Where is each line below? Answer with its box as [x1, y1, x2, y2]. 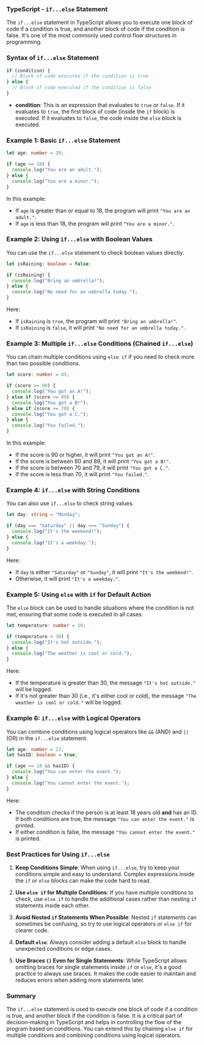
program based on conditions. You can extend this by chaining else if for [6, 1025, 194, 1033]
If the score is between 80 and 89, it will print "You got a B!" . [15, 458, 171, 465]
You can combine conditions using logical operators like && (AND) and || [6, 728, 189, 735]
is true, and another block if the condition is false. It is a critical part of [6, 1012, 183, 1019]
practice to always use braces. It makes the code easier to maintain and [15, 970, 197, 977]
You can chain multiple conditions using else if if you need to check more [6, 353, 195, 361]
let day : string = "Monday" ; [6, 512, 81, 518]
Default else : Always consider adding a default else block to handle [15, 938, 187, 946]
